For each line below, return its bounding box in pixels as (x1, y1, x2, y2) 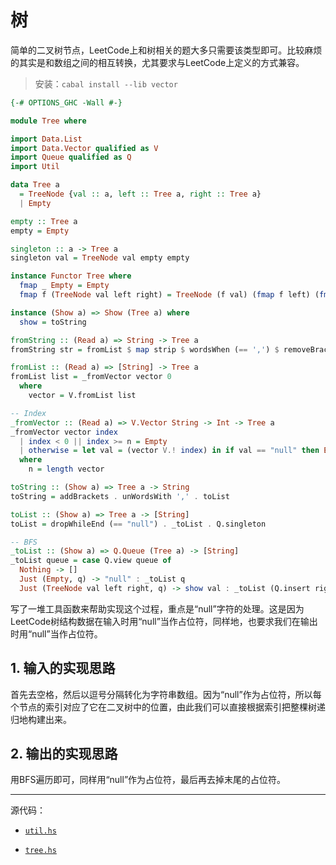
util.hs (24, 826, 57, 836)
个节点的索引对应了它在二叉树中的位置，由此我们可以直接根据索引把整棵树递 (10, 701, 326, 713)
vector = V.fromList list (28, 391, 137, 401)
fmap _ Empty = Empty (19, 281, 110, 291)
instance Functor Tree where (10, 271, 132, 281)
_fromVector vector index (10, 427, 118, 437)
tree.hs (24, 846, 57, 856)
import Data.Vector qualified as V (10, 143, 159, 153)
